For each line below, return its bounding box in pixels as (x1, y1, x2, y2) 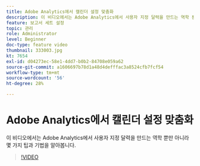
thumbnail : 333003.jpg (6, 48, 62, 54)
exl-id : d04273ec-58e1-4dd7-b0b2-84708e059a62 (6, 58, 124, 64)
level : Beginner (6, 36, 46, 42)
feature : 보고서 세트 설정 (6, 20, 64, 26)
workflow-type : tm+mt (6, 70, 60, 76)
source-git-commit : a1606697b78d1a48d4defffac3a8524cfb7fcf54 (6, 64, 164, 70)
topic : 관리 (6, 25, 34, 32)
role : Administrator (6, 31, 58, 37)
